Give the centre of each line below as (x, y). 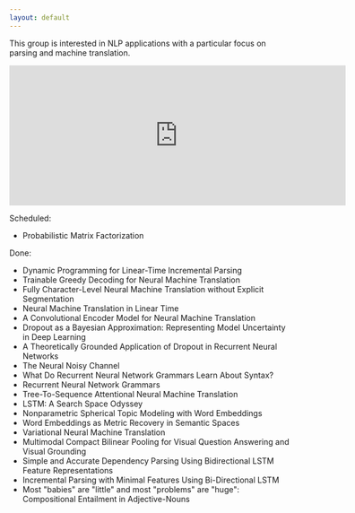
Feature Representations (68, 470)
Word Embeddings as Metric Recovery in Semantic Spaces (131, 422)
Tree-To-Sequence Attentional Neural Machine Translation (130, 394)
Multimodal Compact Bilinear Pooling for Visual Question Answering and (156, 441)
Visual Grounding (54, 451)
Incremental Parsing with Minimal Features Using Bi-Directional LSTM (151, 480)
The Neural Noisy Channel (71, 365)
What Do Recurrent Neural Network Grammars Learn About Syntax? (148, 375)
